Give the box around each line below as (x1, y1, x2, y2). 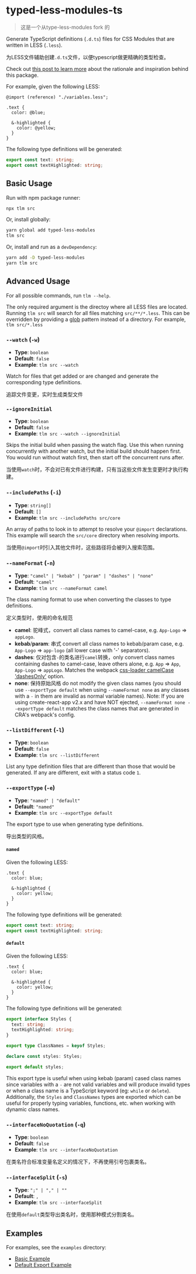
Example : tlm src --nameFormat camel (14, 584, 108, 592)
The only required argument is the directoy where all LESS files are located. (6, 303, 188, 310)
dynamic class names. (6, 1105, 60, 1113)
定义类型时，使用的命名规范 (6, 614, 73, 621)
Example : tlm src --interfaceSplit (14, 1199, 102, 1206)
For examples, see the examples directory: (6, 1244, 106, 1251)
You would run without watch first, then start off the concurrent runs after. (6, 454, 184, 461)
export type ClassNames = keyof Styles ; (6, 1043, 106, 1049)
